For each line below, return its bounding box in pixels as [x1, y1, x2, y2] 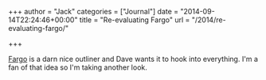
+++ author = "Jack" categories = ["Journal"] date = [8, 7, 179, 16]
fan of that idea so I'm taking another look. [8, 63, 147, 72]
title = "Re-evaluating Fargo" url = [79, 15, 190, 25]
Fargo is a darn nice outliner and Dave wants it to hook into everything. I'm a [8, 55, 259, 63]
